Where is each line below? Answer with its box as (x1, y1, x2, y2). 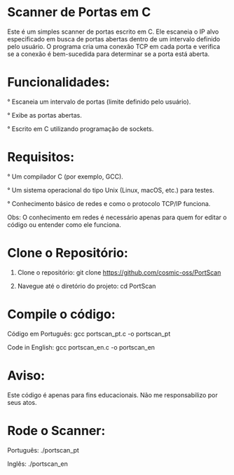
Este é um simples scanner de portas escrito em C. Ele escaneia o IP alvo (7, 27, 219, 36)
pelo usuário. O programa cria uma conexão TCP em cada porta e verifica (7, 42, 221, 50)
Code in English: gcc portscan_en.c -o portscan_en (7, 343, 156, 351)
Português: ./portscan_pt (7, 446, 79, 454)
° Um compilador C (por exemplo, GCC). (7, 172, 124, 181)
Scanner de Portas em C (7, 4, 151, 20)
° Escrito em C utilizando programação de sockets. (7, 124, 154, 133)
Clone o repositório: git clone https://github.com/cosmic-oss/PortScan (17, 268, 221, 277)
